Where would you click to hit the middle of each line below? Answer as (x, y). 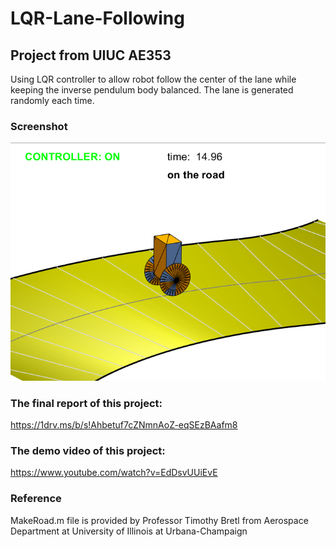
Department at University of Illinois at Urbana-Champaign (129, 531)
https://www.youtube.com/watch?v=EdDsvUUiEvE (114, 473)
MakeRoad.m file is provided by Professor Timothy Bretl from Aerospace (159, 520)
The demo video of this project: (88, 450)
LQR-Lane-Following (97, 18)
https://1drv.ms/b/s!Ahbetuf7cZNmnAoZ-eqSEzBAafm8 (124, 424)
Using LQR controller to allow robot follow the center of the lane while (153, 79)
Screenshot (39, 126)
